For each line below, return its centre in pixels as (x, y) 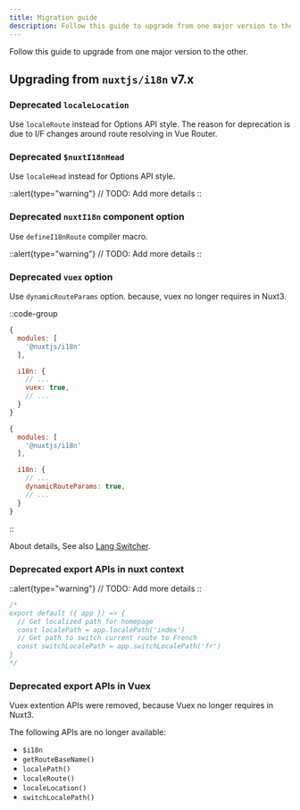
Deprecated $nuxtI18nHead (67, 157)
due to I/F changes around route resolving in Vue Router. (113, 134)
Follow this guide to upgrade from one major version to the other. (129, 51)
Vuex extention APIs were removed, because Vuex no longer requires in (142, 705)
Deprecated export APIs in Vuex (80, 686)
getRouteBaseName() (58, 760)
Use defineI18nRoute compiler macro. (79, 236)
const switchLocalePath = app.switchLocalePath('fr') (119, 646)
